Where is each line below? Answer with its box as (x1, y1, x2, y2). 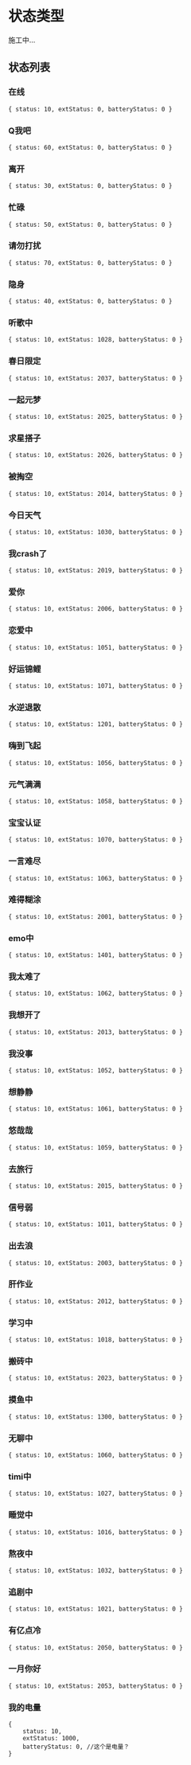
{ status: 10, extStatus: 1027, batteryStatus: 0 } (8, 1490, 183, 1498)
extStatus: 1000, (22, 1735, 80, 1743)
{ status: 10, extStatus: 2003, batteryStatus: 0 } (8, 1259, 183, 1267)
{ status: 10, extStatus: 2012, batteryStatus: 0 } (8, 1297, 183, 1306)
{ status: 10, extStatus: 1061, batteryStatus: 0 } (8, 1105, 183, 1113)
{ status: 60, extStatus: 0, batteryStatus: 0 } (8, 143, 173, 151)
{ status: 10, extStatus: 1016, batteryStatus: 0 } (8, 1528, 183, 1537)
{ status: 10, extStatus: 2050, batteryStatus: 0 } (8, 1643, 183, 1652)
